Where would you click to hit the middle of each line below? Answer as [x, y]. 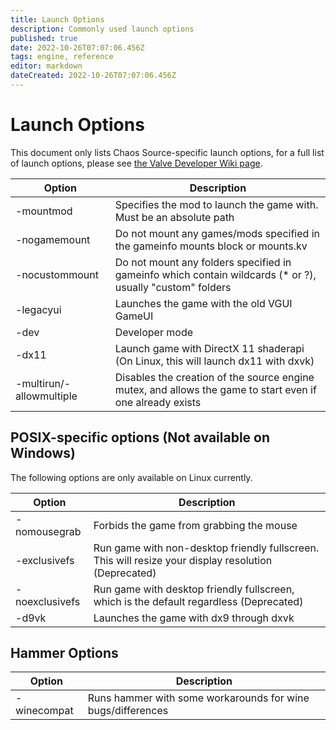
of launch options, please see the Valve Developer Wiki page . [136, 163]
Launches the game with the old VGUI [203, 303]
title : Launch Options [57, 19]
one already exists [158, 402]
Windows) [43, 453]
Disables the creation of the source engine [214, 377]
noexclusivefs [48, 601]
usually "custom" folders [173, 287]
